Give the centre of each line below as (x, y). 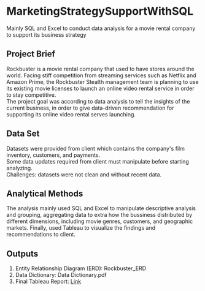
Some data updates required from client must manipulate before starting (98, 161)
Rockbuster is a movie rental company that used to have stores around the (100, 69)
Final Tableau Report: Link (48, 282)
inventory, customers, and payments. (53, 155)
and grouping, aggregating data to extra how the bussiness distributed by (99, 215)
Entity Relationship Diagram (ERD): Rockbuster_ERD (80, 268)
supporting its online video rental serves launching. (71, 114)
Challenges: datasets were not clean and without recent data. (84, 174)
